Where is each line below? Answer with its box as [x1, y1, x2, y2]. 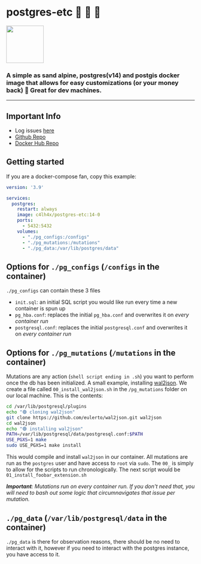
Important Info [6, 111, 61, 121]
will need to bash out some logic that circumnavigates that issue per [6, 489, 175, 496]
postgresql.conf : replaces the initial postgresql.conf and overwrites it [14, 324, 188, 331]
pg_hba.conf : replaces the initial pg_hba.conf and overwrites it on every [14, 311, 190, 319]
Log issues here [14, 127, 55, 134]
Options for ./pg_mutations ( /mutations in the [6, 347, 176, 358]
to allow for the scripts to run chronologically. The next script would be [6, 466, 181, 473]
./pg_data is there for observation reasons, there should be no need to [6, 538, 181, 545]
